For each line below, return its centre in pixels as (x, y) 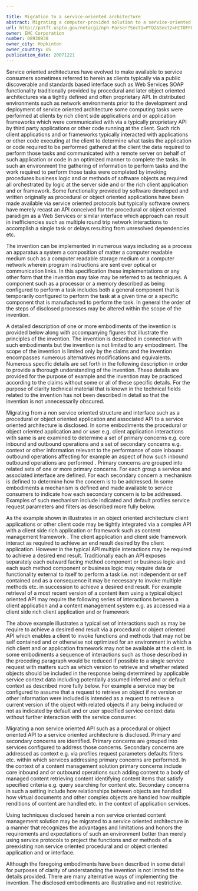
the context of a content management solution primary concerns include (94, 766)
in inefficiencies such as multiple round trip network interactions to (87, 222)
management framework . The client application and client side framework (96, 536)
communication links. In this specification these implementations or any (93, 271)
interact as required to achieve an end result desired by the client (85, 543)
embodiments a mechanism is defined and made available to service (89, 488)
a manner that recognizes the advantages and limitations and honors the (94, 827)
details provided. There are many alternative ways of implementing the (92, 876)
